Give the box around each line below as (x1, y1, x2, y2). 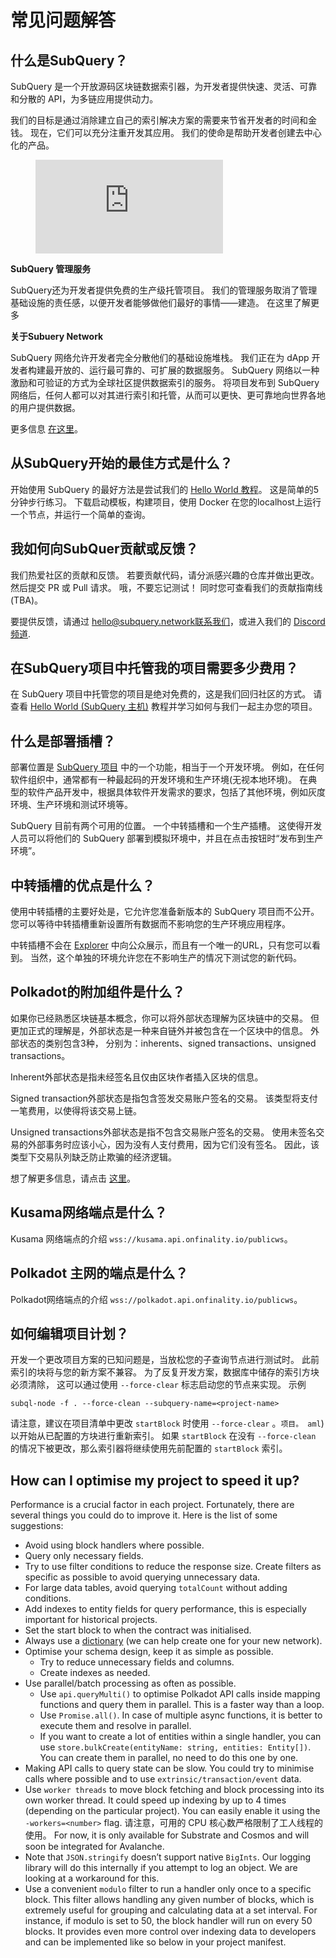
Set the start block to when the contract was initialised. (24, 1624, 252, 1636)
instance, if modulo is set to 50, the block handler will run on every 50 (24, 1915, 313, 1927)
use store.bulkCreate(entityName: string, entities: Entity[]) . (39, 1741, 312, 1753)
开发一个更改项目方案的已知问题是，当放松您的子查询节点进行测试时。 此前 (10, 1354, 320, 1366)
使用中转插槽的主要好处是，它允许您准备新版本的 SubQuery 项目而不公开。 (10, 906, 320, 918)
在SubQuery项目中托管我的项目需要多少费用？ (10, 660, 299, 677)
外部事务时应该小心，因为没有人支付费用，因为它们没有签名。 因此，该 (27, 1138, 320, 1150)
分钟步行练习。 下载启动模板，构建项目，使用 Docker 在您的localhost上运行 (10, 496, 322, 508)
